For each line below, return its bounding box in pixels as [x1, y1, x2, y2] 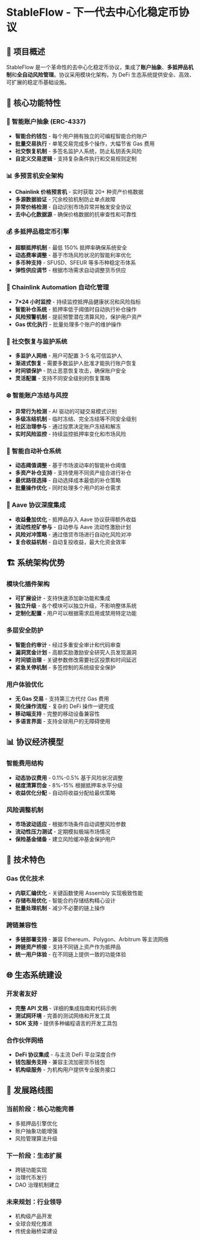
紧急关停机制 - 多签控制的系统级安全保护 [14, 663, 116, 671]
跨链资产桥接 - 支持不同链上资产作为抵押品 [14, 944, 122, 951]
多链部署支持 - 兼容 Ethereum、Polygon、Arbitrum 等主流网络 [14, 936, 169, 943]
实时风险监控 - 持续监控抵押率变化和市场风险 [14, 430, 127, 437]
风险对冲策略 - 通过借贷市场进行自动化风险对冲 [14, 531, 132, 538]
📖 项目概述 [6, 46, 45, 57]
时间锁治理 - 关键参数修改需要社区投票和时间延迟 [14, 656, 137, 663]
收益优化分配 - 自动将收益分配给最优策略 [14, 789, 116, 796]
